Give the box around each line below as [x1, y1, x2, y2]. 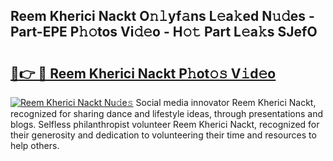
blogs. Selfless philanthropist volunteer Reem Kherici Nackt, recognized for [10, 119, 320, 130]
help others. [10, 140, 60, 151]
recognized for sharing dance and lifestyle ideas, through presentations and [10, 108, 323, 119]
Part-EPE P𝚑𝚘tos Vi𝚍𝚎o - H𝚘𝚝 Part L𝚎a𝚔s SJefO [10, 24, 318, 41]
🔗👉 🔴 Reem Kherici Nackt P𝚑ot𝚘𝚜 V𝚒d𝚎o [10, 65, 277, 82]
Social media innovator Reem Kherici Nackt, [135, 97, 317, 108]
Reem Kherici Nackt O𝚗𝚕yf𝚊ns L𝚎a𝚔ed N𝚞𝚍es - [10, 8, 315, 25]
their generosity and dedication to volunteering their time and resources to [10, 129, 317, 141]
